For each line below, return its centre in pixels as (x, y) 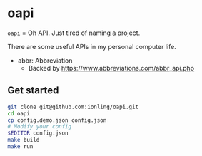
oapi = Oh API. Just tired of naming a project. (74, 33)
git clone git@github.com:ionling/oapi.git (73, 107)
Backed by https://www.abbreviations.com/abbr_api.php (111, 68)
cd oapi (19, 113)
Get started (33, 90)
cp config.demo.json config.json (57, 120)
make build (24, 140)
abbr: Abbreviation (45, 60)
